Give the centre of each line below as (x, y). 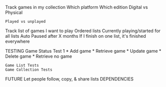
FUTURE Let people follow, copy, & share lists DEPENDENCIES (69, 79)
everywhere (17, 41)
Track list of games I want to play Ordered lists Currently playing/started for (83, 31)
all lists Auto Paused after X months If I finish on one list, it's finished (75, 36)
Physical (14, 12)
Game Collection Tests (29, 70)
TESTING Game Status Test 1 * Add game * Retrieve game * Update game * (83, 51)
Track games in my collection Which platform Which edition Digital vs (77, 7)
